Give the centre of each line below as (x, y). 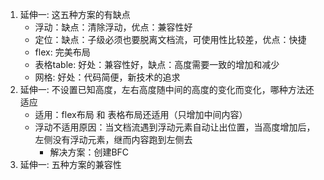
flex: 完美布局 (62, 52)
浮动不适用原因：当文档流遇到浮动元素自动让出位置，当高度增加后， (175, 127)
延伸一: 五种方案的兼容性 (70, 164)
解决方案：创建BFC (89, 152)
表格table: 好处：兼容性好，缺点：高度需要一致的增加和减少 (157, 64)
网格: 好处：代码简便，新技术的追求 (107, 77)
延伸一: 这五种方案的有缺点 (75, 14)
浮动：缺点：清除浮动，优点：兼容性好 (113, 27)
